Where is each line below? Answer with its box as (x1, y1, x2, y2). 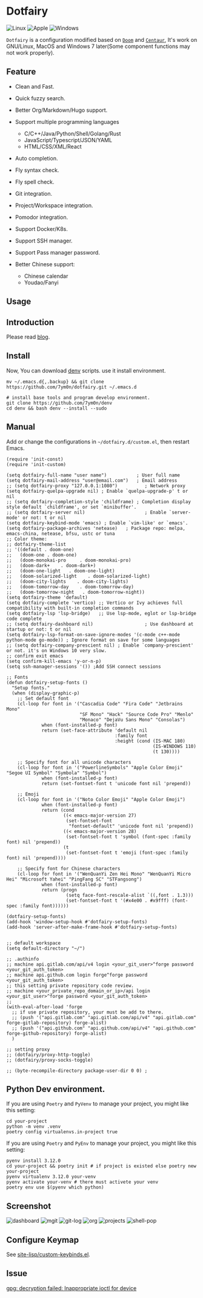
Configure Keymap (6, 1235, 79, 1245)
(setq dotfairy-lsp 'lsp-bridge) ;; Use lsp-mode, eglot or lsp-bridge (6, 610, 197, 616)
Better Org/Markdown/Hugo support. (15, 106, 108, 114)
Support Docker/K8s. (15, 225, 68, 232)
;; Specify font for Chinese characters (17, 865, 121, 871)
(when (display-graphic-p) (12, 690, 80, 696)
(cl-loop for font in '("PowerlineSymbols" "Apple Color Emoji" (17, 764, 183, 771)
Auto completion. (15, 154, 58, 162)
